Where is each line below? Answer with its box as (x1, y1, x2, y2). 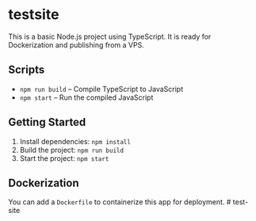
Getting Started (8, 116, 86, 129)
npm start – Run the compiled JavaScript (19, 93, 154, 102)
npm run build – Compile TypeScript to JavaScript (19, 84, 184, 93)
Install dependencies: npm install (19, 136, 131, 146)
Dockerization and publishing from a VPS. (8, 40, 144, 49)
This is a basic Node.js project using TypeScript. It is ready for (8, 32, 212, 41)
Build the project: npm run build (19, 145, 124, 154)
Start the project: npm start (19, 153, 109, 163)
